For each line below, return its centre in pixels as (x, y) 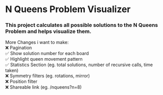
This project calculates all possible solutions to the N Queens (82, 25)
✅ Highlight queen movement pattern (44, 59)
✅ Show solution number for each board (47, 54)
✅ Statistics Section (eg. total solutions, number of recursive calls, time (79, 65)
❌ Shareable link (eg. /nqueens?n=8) (43, 87)
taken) (12, 70)
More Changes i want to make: (37, 42)
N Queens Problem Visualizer (68, 9)
